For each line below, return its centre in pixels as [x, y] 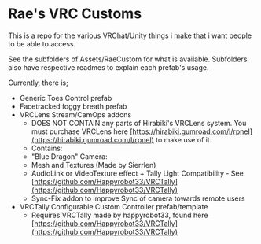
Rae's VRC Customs [75, 14]
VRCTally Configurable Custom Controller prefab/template [114, 206]
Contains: [47, 148]
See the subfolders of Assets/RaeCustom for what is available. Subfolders [128, 59]
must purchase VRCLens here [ [82, 131]
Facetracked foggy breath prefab [73, 106]
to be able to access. [42, 43]
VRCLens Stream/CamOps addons [75, 114]
